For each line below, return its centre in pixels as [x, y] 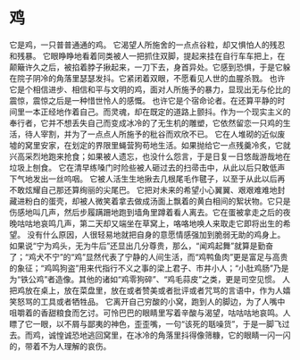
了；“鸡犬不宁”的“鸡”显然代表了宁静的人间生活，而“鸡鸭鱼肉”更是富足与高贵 [149, 256]
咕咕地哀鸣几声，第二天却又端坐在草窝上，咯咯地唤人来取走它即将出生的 [150, 223]
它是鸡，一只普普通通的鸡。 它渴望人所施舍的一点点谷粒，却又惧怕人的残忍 [147, 45]
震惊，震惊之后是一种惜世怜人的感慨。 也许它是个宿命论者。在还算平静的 [143, 100]
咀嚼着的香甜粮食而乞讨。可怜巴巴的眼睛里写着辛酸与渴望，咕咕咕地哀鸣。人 [150, 313]
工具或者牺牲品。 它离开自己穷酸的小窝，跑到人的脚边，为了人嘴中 [162, 301]
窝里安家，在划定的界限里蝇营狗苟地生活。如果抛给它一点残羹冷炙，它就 [158, 145]
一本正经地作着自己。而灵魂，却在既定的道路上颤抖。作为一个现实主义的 [158, 112]
